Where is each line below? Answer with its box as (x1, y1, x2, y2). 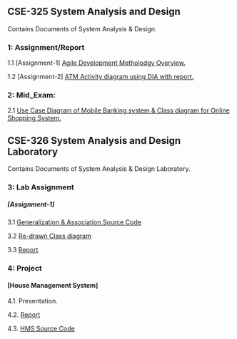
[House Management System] (7, 281, 99, 289)
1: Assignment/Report (7, 42, 85, 52)
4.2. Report (7, 311, 41, 319)
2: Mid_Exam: (7, 90, 56, 100)
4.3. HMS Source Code (7, 324, 75, 333)
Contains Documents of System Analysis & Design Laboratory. (7, 165, 191, 173)
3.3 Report (7, 246, 39, 254)
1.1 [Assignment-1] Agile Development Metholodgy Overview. (7, 58, 186, 67)
